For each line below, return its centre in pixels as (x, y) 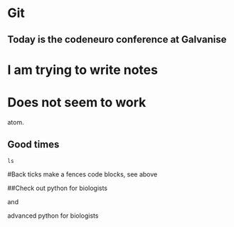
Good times (33, 145)
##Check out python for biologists (58, 188)
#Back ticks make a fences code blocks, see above (83, 174)
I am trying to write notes (83, 70)
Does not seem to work (77, 102)
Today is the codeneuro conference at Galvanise (117, 39)
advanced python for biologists (53, 216)
